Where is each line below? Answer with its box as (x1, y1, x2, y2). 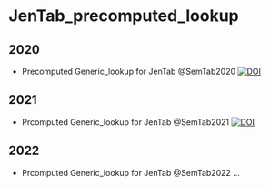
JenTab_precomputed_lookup (8, 5, 239, 26)
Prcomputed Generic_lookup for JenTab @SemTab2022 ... (21, 167, 240, 178)
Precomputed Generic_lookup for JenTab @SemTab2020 (21, 66, 236, 77)
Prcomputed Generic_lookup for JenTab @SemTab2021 (21, 116, 229, 128)
